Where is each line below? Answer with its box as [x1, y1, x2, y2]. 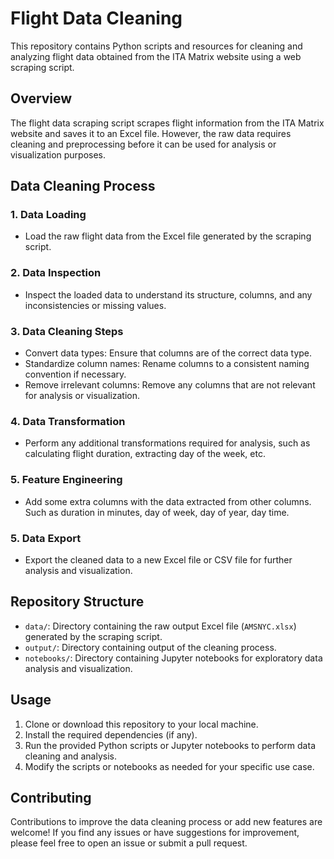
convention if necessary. [24, 368, 127, 381]
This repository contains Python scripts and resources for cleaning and [10, 40, 303, 52]
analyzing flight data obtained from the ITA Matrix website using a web [10, 50, 302, 62]
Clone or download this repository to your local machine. [24, 718, 259, 730]
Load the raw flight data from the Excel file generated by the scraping [24, 230, 312, 242]
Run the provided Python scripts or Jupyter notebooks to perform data [24, 739, 316, 751]
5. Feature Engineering [10, 473, 123, 487]
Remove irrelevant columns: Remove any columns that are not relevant [24, 379, 316, 391]
